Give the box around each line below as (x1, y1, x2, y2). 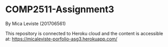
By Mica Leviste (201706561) (5, 20, 66, 27)
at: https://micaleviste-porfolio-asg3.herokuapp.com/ (5, 36, 117, 42)
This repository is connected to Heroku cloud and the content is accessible (5, 30, 163, 36)
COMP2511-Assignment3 (5, 4, 114, 15)
